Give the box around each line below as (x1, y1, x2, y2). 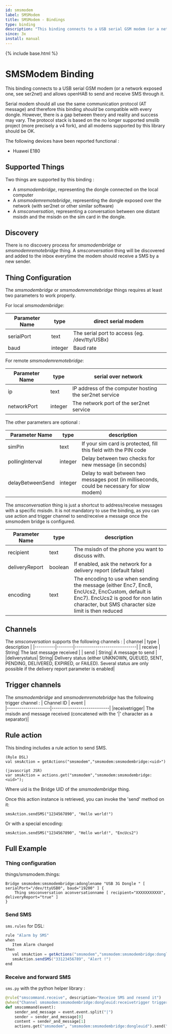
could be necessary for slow (81, 482, 150, 490)
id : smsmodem (5, 7, 33, 13)
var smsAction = (5, 773, 40, 778)
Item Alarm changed (12, 942, 54, 948)
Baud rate (73, 345, 97, 352)
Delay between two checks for (81, 455, 155, 462)
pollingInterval (8, 458, 42, 465)
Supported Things (5, 163, 65, 172)
